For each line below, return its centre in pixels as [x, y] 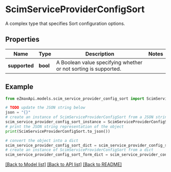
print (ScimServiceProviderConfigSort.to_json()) [58, 131]
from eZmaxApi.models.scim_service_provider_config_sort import [75, 98]
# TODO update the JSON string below [45, 108]
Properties [22, 39]
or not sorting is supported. [89, 69]
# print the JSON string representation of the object [65, 126]
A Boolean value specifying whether [99, 62]
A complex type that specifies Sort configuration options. [65, 23]
